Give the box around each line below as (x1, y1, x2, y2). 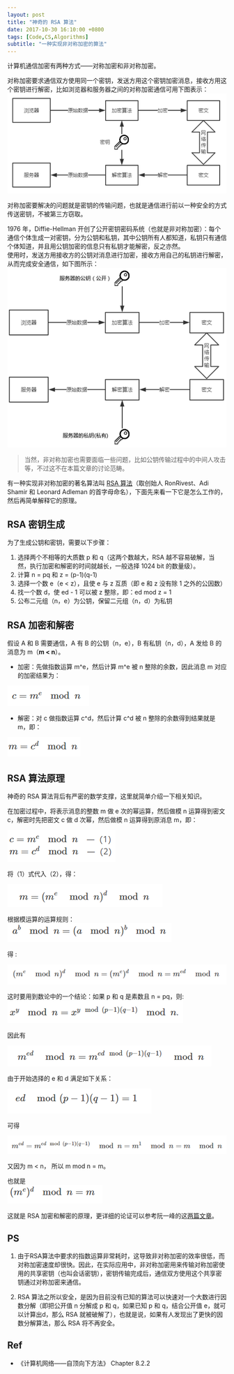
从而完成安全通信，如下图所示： (7, 260, 99, 268)
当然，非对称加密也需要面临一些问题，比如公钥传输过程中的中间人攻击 (24, 455, 226, 463)
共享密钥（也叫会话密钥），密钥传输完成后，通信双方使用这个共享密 (29, 1269, 222, 1277)
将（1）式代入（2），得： (7, 869, 78, 878)
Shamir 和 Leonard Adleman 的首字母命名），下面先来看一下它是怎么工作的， (7, 487, 227, 495)
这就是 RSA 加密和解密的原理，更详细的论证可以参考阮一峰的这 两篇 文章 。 (7, 1211, 218, 1220)
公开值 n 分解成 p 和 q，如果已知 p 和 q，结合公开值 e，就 (54, 1301, 220, 1310)
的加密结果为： (17, 671, 61, 680)
